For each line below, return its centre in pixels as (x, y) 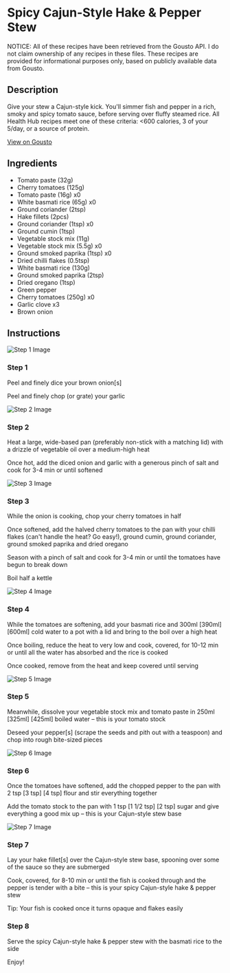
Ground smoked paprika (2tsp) (60, 275)
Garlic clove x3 (38, 304)
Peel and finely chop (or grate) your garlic (66, 396)
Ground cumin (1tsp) (46, 231)
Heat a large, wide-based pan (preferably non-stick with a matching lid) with (115, 442)
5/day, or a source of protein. (48, 128)
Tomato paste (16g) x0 (49, 195)
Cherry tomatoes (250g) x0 (56, 297)
